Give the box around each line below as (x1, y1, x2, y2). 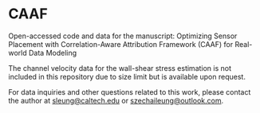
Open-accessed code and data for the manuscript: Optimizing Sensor (8, 31, 238, 41)
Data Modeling (28, 48, 77, 57)
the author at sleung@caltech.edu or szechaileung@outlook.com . (8, 95, 224, 105)
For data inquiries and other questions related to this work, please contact (8, 87, 251, 96)
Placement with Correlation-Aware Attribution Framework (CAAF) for (8, 39, 234, 49)
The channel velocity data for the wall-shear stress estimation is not (8, 63, 232, 72)
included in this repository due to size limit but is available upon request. (8, 72, 246, 81)
